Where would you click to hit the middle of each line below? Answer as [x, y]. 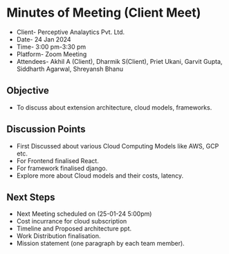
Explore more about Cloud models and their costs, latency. [100, 176]
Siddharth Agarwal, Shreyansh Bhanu [70, 69]
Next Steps [31, 197]
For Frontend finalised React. [58, 160]
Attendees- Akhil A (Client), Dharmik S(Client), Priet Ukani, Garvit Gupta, [119, 61]
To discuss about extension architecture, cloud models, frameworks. [114, 107]
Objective [28, 91]
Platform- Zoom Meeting [52, 54]
